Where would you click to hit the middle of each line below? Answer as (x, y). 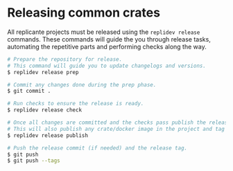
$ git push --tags (34, 161)
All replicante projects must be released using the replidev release (104, 32)
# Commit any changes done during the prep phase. (82, 84)
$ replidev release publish (48, 135)
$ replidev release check (44, 110)
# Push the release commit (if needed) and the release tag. (97, 148)
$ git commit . (29, 91)
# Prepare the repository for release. (65, 59)
